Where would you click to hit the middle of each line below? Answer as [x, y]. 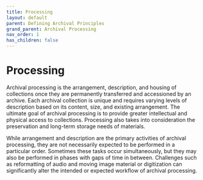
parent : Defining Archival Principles [55, 23]
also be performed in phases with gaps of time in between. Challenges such [101, 157]
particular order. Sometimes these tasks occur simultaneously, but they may [101, 151]
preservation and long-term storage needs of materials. [76, 126]
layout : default [27, 18]
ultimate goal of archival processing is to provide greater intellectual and [97, 113]
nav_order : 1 [23, 35]
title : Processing [29, 12]
